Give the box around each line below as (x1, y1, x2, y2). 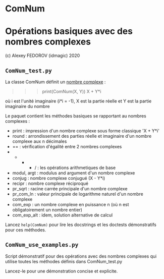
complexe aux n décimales (12, 138, 67, 144)
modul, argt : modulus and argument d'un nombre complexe (12, 169, 135, 176)
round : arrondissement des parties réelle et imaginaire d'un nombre (12, 133, 152, 139)
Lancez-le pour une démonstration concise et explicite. (5, 268, 118, 274)
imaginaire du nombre (5, 103, 50, 109)
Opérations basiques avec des (5, 26, 133, 37)
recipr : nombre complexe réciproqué (12, 180, 89, 186)
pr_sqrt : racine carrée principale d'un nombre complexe (12, 185, 128, 191)
